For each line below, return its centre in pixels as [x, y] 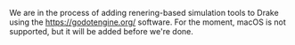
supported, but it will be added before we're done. [102, 31]
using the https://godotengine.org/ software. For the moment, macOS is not [148, 22]
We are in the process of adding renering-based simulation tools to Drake [144, 13]
